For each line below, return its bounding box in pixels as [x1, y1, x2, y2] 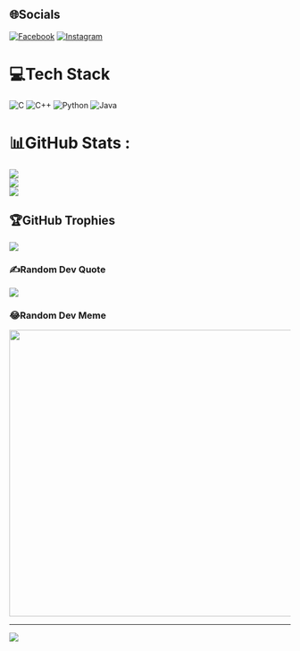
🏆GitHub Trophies [9, 213, 116, 228]
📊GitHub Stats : [9, 133, 131, 153]
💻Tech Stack [9, 64, 111, 84]
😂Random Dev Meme [9, 309, 107, 321]
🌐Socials [9, 7, 61, 22]
